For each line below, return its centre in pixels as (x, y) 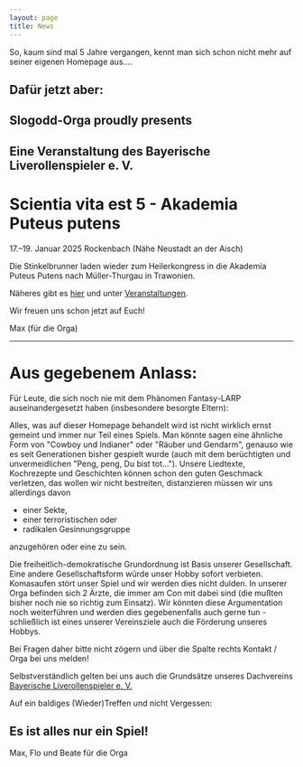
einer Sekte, (45, 510)
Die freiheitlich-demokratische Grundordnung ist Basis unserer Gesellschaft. (151, 564)
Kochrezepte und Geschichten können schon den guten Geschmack (136, 473)
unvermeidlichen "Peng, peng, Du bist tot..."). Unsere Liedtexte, (127, 463)
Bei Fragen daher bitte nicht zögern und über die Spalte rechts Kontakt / (143, 649)
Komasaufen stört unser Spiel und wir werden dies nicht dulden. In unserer (148, 583)
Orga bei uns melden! (49, 658)
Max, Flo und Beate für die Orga (69, 753)
